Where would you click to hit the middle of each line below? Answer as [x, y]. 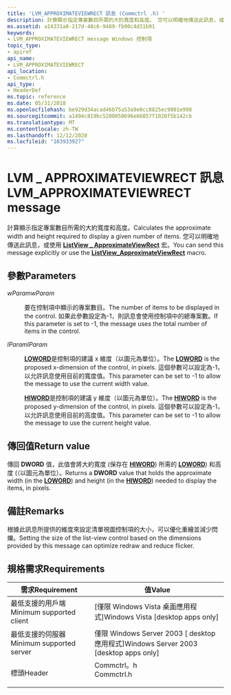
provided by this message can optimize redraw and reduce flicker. [101, 545]
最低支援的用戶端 [38, 603]
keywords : [21, 33]
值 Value [157, 590]
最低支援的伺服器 [38, 634]
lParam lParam [27, 344]
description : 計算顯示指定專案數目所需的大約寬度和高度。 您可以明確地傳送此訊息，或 [116, 20]
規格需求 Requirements [56, 568]
